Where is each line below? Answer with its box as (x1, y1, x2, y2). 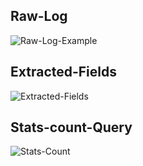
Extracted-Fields (10, 64, 118, 81)
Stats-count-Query (10, 119, 133, 136)
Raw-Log (10, 8, 68, 25)
